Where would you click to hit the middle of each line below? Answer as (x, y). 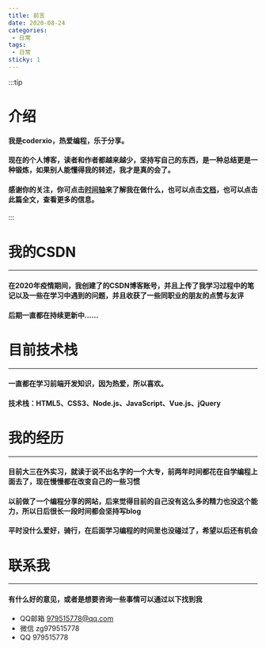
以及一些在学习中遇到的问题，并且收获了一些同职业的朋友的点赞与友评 (129, 295)
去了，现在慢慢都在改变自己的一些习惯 (77, 482)
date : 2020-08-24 (37, 23)
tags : (17, 45)
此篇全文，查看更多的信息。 (53, 199)
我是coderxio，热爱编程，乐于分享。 (68, 140)
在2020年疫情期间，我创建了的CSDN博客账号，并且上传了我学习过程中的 (128, 285)
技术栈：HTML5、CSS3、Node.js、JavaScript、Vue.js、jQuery (115, 403)
